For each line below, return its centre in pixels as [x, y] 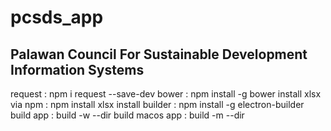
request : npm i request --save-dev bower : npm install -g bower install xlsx [166, 94]
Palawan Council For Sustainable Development [159, 54]
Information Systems [77, 69]
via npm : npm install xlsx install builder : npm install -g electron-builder [157, 104]
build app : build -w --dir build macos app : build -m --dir [127, 115]
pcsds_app [57, 17]
